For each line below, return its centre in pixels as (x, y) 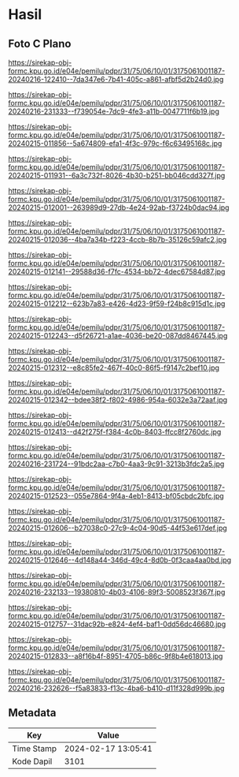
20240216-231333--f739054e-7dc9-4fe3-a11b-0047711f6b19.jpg (114, 111)
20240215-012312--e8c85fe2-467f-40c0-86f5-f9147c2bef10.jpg (114, 368)
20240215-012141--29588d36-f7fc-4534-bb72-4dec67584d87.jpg (117, 271)
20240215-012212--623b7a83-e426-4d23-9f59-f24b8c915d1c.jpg (117, 304)
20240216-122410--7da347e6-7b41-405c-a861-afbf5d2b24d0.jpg (116, 79)
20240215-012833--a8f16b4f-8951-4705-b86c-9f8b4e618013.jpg (116, 656)
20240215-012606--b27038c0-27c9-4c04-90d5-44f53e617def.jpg (118, 528)
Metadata (32, 713)
